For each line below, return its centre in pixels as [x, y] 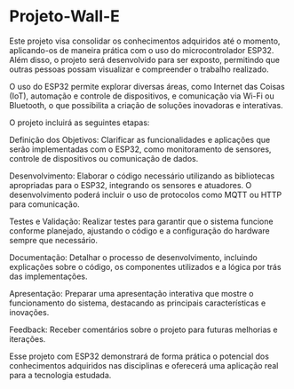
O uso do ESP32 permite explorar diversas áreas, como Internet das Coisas [147, 86]
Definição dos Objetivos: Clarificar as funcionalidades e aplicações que [140, 139]
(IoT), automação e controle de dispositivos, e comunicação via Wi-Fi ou [142, 96]
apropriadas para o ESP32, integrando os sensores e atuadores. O [131, 185]
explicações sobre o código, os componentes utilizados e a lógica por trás [145, 266]
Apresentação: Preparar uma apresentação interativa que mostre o [131, 293]
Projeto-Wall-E [64, 16]
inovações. [29, 312]
